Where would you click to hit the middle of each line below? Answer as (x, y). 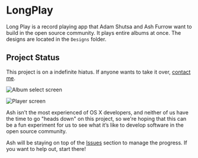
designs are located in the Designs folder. (56, 39)
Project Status (33, 57)
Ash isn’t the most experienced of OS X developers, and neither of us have (97, 112)
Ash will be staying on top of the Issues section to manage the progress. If (97, 143)
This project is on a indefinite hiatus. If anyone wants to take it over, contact (98, 72)
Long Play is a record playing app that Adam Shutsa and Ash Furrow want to (99, 27)
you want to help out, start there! (46, 149)
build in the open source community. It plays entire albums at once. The (94, 32)
